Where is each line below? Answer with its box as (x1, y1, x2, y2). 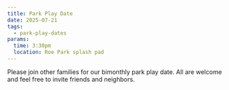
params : (7, 36, 30, 43)
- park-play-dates (13, 29, 68, 37)
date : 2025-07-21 (7, 17, 58, 24)
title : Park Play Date (7, 10, 73, 17)
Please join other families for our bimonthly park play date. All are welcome (7, 67, 223, 76)
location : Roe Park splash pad (13, 49, 104, 56)
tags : (7, 23, 23, 30)
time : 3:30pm (13, 42, 52, 49)
